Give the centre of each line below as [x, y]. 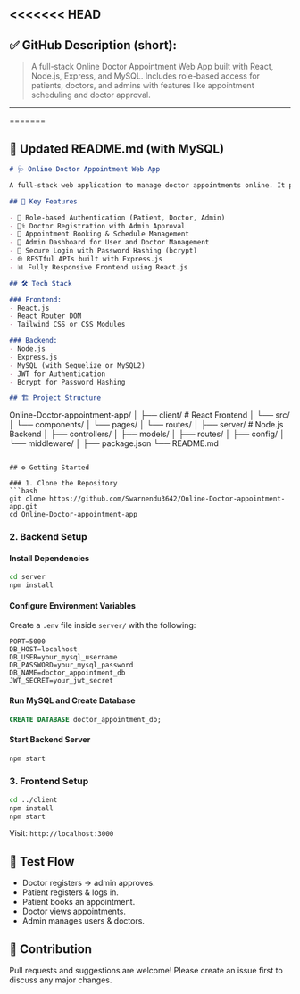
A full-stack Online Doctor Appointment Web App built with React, [152, 67]
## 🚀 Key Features [43, 201]
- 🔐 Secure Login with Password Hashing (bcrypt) [104, 251]
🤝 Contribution [50, 949]
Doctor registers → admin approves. [89, 883]
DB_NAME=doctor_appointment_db [67, 673]
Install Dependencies [50, 558]
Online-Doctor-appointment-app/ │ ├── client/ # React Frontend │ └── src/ [150, 415]
